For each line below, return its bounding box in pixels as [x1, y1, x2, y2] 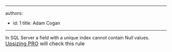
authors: [5, 10, 23, 16]
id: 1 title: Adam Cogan [12, 20, 60, 26]
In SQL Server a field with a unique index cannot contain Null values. [5, 35, 150, 41]
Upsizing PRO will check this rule [5, 40, 85, 47]
